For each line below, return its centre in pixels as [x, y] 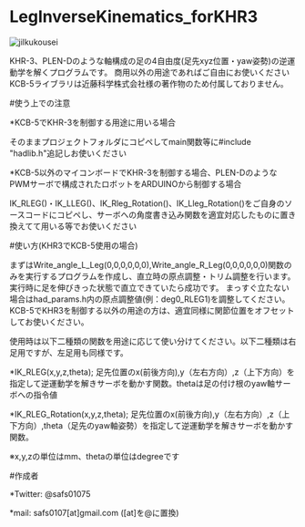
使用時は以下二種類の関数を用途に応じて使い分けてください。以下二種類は [149, 341]
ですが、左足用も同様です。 [77, 352]
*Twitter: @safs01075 [50, 493]
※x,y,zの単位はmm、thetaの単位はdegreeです [95, 456]
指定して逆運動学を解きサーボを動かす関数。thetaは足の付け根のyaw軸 [142, 383]
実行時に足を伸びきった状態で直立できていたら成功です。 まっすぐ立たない [149, 287]
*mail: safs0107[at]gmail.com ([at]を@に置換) [94, 512]
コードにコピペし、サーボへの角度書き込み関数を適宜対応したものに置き [161, 214]
